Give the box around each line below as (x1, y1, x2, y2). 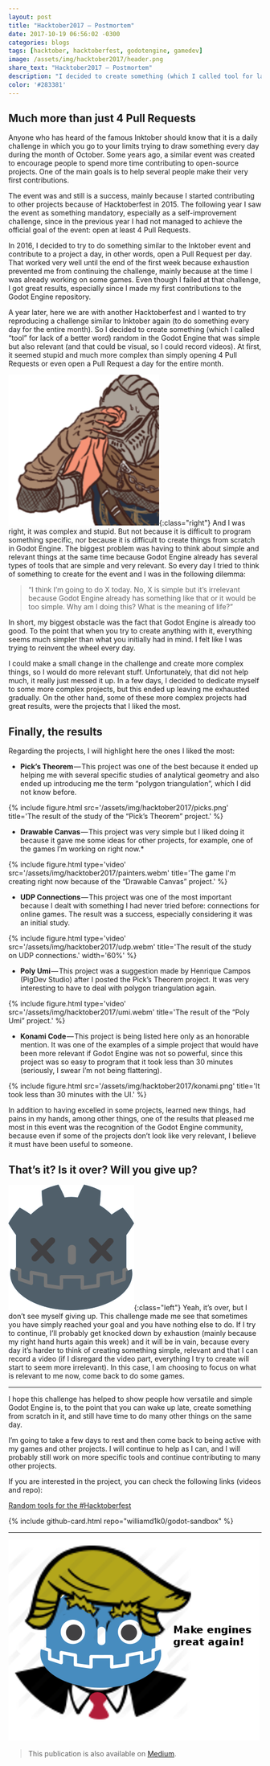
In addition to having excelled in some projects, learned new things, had (8, 1105, 247, 1115)
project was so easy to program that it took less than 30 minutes (19, 1057, 234, 1067)
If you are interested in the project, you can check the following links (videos (8, 1477, 261, 1486)
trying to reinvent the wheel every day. (8, 643, 136, 653)
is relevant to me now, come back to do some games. (8, 1371, 185, 1381)
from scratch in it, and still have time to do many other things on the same (8, 1412, 252, 1421)
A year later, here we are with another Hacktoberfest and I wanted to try (8, 308, 247, 318)
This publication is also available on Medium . (27, 1749, 177, 1759)
